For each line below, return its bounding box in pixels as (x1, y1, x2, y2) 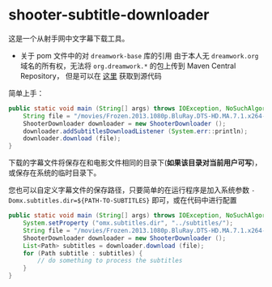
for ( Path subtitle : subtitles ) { (23, 249, 143, 257)
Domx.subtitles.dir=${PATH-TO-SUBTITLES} (8, 197, 151, 205)
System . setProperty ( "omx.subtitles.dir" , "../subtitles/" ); (23, 219, 233, 228)
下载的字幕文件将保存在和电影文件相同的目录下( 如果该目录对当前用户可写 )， (8, 158, 262, 168)
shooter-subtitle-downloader (8, 6, 210, 24)
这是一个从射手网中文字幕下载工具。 (8, 33, 130, 43)
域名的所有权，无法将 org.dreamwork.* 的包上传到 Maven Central (19, 61, 236, 71)
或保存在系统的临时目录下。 (8, 168, 101, 178)
